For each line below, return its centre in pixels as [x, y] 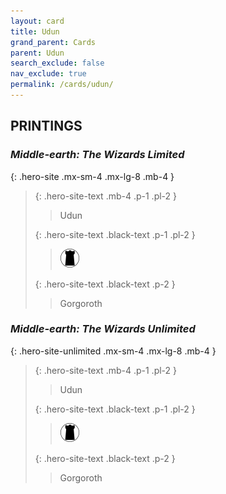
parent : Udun [37, 53]
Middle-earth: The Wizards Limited [97, 155]
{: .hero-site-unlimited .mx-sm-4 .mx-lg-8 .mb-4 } [113, 351]
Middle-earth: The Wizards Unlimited [103, 329]
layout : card [37, 21]
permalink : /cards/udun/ [62, 85]
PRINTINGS [46, 126]
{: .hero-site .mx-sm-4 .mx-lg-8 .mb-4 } [92, 176]
